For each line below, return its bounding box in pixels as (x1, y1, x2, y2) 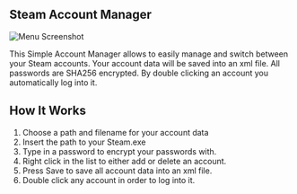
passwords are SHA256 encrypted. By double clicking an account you (9, 67, 269, 78)
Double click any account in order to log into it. (22, 174, 196, 185)
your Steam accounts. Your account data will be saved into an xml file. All (9, 57, 281, 68)
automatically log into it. (9, 76, 98, 88)
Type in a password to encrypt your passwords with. (22, 145, 217, 156)
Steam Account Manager (9, 7, 153, 22)
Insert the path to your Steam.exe (22, 137, 146, 147)
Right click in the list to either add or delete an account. (22, 155, 227, 166)
